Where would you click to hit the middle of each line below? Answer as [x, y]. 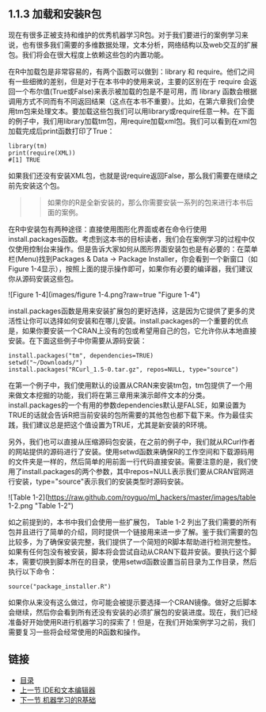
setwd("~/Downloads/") [46, 362]
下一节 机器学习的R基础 [58, 699]
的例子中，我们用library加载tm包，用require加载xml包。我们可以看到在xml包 [133, 121]
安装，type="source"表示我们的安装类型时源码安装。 [101, 481]
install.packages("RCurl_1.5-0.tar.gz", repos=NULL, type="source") [123, 369]
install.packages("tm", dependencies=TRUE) [81, 355]
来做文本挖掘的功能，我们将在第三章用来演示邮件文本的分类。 [109, 395]
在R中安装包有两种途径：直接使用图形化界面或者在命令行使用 [108, 229]
